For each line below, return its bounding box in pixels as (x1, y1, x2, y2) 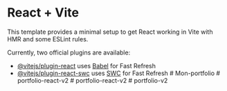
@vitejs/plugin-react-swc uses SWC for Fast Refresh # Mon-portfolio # (17, 69, 220, 77)
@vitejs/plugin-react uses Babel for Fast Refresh (17, 61, 156, 70)
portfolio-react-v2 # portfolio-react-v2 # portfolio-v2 (17, 76, 168, 84)
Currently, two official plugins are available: (7, 48, 131, 57)
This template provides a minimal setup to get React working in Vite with (7, 28, 213, 36)
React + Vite (7, 5, 80, 21)
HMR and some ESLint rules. (7, 34, 89, 43)
